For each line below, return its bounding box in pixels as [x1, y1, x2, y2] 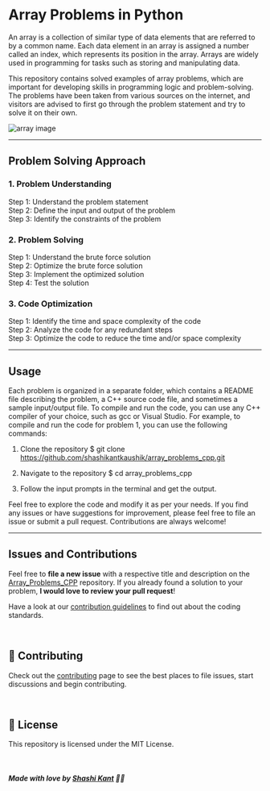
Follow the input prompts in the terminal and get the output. [19, 484, 217, 494]
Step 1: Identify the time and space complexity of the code [8, 317, 202, 326]
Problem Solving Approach [8, 155, 146, 168]
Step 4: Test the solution [8, 278, 90, 288]
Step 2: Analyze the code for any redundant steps [8, 325, 173, 335]
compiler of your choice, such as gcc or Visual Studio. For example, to [8, 412, 241, 421]
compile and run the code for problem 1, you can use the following [8, 420, 227, 430]
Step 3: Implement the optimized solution [8, 269, 145, 279]
